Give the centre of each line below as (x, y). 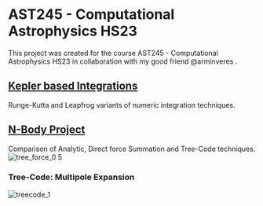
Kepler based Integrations (73, 86)
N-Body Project (47, 130)
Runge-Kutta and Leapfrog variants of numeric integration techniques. (122, 105)
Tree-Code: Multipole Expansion (71, 177)
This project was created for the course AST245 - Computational (113, 53)
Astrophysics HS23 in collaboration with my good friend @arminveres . (123, 61)
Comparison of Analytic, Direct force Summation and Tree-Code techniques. (132, 149)
